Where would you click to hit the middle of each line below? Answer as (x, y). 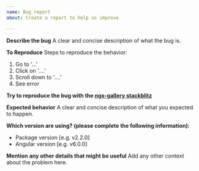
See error (27, 84)
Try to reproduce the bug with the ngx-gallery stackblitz (79, 95)
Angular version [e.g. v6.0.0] (51, 144)
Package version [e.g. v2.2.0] (52, 137)
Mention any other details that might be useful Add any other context (96, 156)
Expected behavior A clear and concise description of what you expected (100, 107)
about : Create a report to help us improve (63, 18)
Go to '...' (26, 64)
